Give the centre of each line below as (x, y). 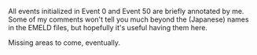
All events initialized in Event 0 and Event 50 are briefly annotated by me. (126, 11)
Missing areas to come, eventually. (64, 43)
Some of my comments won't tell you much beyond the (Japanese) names (128, 19)
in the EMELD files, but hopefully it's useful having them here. (108, 27)
